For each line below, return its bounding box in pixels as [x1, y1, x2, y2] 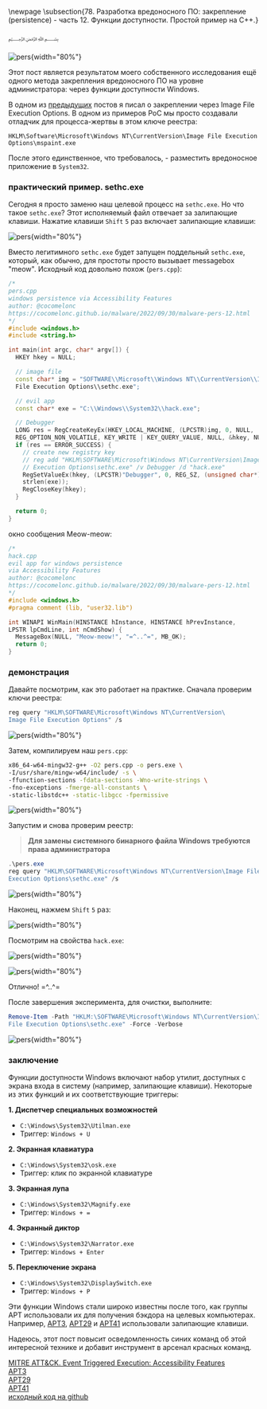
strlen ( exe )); [22, 478, 69, 486]
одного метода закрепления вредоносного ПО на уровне [8, 76, 204, 85]
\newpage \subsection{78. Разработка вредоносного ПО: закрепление [8, 7, 246, 16]
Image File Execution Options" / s [8, 716, 123, 724]
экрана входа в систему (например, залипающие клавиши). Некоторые [8, 1081, 253, 1091]
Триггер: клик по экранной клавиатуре [19, 1168, 153, 1178]
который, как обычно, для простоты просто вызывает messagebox [8, 256, 235, 265]
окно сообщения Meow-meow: [8, 529, 113, 539]
